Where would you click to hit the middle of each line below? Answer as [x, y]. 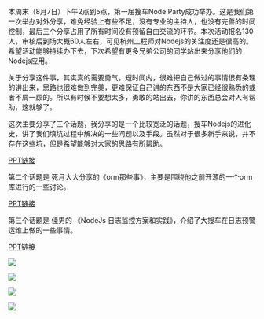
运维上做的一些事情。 [42, 230]
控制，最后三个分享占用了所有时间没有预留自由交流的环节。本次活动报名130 [131, 31]
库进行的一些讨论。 [39, 187]
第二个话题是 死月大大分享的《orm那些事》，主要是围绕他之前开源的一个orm [130, 177]
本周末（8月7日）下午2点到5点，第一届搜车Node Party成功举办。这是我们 [128, 11]
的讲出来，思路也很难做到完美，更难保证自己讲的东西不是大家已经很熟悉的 [128, 87]
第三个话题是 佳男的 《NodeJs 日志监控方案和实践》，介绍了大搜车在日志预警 [132, 220]
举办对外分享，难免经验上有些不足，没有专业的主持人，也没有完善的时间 [139, 21]
